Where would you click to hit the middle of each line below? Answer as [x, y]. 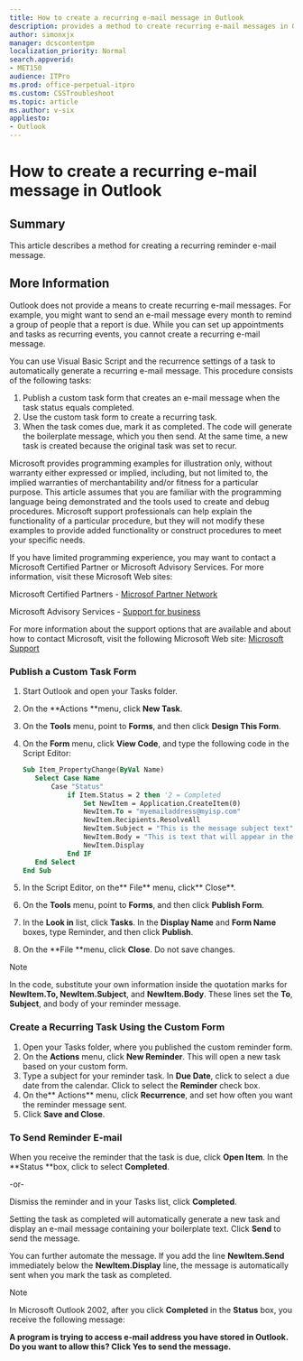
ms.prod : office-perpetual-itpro [72, 85]
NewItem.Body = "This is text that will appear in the [188, 837]
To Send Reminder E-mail [66, 1137]
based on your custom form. [75, 1066]
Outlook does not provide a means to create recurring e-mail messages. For [150, 305]
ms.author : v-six [42, 110]
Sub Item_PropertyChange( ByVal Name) [93, 770]
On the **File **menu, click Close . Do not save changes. [129, 949]
